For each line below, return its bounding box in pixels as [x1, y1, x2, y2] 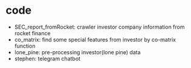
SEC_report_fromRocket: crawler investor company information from [14, 23, 185, 30]
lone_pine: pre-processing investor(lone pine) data [14, 48, 141, 55]
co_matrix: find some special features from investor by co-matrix [14, 36, 176, 43]
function [14, 42, 36, 50]
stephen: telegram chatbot [14, 55, 81, 62]
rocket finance [14, 29, 51, 36]
